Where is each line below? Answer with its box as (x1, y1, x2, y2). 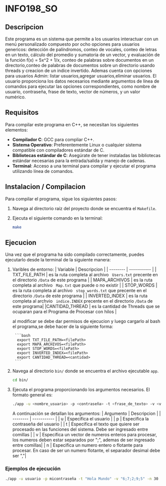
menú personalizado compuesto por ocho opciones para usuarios (5, 41, 140, 47)
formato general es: (12, 392, 53, 398)
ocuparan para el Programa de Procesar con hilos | (12, 309, 117, 315)
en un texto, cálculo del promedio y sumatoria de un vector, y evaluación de (5, 52, 160, 58)
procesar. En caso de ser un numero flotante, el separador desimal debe (12, 448, 160, 454)
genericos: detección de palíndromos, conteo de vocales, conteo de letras (5, 47, 157, 52)
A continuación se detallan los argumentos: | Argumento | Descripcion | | (12, 410, 161, 416)
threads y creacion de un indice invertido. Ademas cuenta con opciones (5, 68, 152, 74)
